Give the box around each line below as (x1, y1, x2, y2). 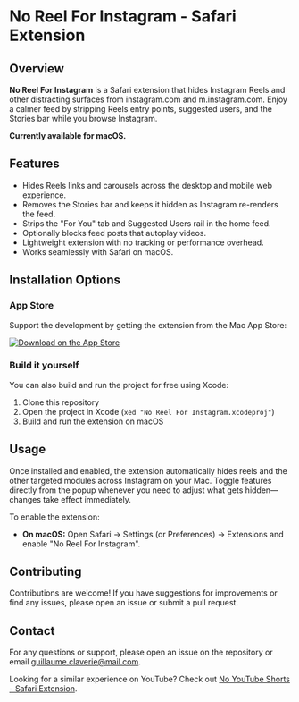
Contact (9, 623, 55, 639)
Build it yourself (9, 359, 79, 372)
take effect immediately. (43, 494, 131, 504)
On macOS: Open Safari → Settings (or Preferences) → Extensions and (21, 529, 284, 539)
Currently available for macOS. (9, 131, 127, 140)
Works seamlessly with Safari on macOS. (21, 246, 174, 257)
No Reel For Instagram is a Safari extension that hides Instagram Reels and (9, 85, 286, 95)
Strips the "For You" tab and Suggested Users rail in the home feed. (21, 217, 271, 229)
